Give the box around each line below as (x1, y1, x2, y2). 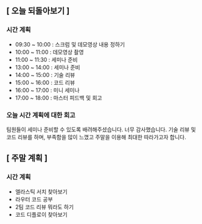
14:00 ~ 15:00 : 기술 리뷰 (15, 71, 75, 78)
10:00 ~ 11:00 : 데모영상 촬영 (15, 48, 84, 56)
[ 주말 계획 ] (6, 153, 48, 164)
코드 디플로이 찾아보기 (15, 211, 68, 218)
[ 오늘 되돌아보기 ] (6, 5, 70, 16)
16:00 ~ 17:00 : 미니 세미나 (15, 86, 80, 93)
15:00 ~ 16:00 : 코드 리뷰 (15, 79, 75, 86)
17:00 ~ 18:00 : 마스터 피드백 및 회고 (15, 94, 102, 101)
